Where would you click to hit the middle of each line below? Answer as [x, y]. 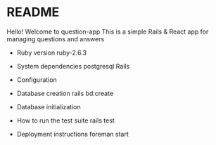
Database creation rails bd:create [65, 93]
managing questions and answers [56, 39]
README [33, 12]
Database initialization [49, 106]
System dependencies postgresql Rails [73, 66]
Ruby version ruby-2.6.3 [52, 53]
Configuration [37, 80]
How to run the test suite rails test [66, 120]
